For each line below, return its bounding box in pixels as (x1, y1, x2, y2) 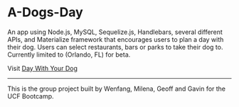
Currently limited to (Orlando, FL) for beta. (7, 50, 131, 59)
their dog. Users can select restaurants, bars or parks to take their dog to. (7, 43, 223, 51)
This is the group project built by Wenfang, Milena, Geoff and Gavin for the (7, 84, 226, 93)
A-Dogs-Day (7, 4, 83, 21)
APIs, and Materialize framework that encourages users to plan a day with (7, 35, 224, 43)
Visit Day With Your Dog (7, 64, 78, 72)
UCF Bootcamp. (7, 91, 55, 100)
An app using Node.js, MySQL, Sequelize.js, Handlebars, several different (7, 28, 223, 36)
